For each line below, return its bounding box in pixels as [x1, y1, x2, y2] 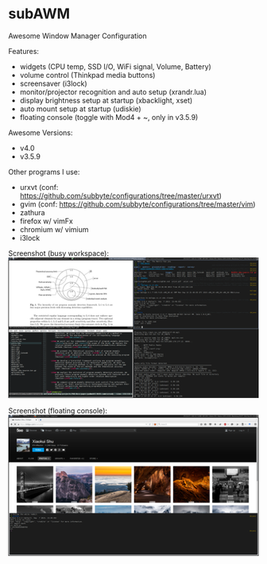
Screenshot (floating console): [8, 406, 108, 415]
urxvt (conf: [19, 182, 59, 191]
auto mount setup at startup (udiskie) [19, 104, 141, 114]
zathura [19, 207, 45, 217]
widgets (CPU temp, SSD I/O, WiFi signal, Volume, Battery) [19, 61, 212, 71]
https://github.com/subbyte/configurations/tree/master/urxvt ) [19, 191, 222, 200]
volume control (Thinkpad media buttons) [19, 70, 156, 79]
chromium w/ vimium [19, 224, 89, 234]
